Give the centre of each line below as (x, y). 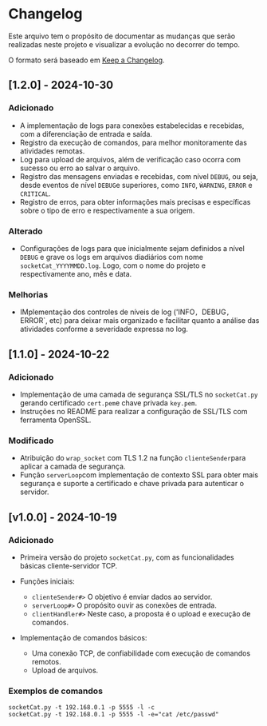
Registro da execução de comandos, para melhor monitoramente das (133, 142)
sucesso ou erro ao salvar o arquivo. (80, 168)
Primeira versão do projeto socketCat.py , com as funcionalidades (127, 557)
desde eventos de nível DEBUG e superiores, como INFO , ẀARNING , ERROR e (136, 185)
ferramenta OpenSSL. (55, 420)
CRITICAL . (35, 193)
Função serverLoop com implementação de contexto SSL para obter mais (139, 475)
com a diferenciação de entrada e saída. (86, 134)
